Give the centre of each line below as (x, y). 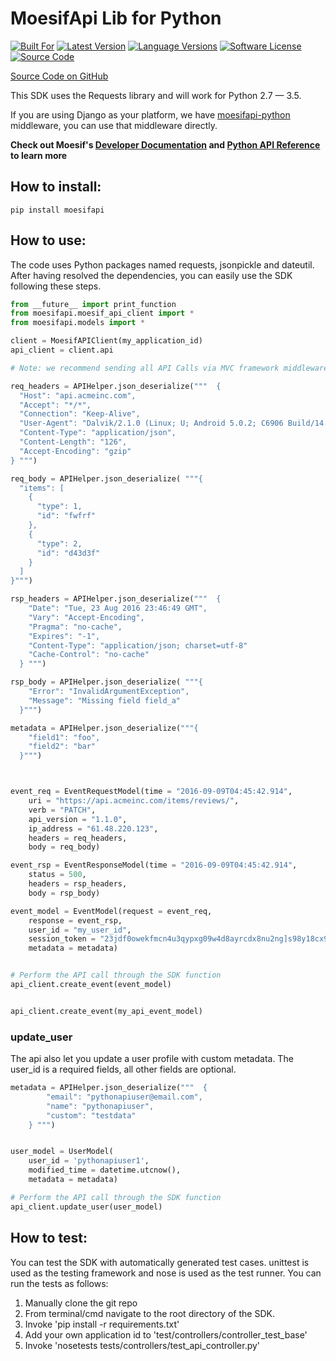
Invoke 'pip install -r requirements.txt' (102, 1324)
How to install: (56, 187)
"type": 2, (59, 543)
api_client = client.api (62, 350)
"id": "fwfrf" (66, 516)
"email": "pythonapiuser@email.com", (124, 1097)
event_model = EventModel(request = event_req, (111, 911)
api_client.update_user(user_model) (86, 1207)
